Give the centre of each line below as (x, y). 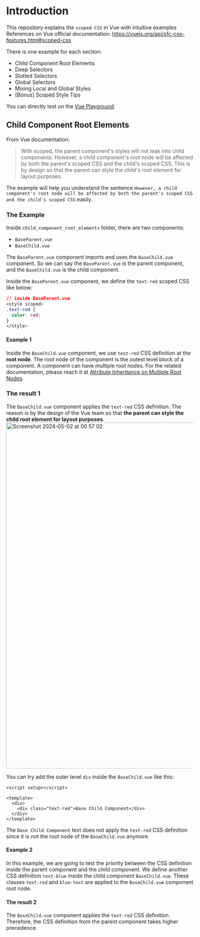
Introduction (37, 11)
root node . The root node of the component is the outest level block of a (95, 359)
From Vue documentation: (38, 139)
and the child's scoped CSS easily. (49, 199)
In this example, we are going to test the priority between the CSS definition (99, 863)
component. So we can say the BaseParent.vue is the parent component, (95, 264)
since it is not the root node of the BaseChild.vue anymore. (78, 836)
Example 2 (19, 850)
